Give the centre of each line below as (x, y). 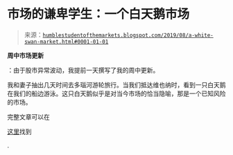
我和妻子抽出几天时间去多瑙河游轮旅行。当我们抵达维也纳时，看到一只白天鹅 (116, 84)
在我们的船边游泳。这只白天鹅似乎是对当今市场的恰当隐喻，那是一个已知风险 (116, 93)
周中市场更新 (25, 55)
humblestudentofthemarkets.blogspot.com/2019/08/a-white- (128, 35)
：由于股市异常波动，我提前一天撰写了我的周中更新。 (83, 70)
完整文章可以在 (28, 117)
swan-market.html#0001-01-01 (66, 42)
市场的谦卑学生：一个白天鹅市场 (98, 14)
